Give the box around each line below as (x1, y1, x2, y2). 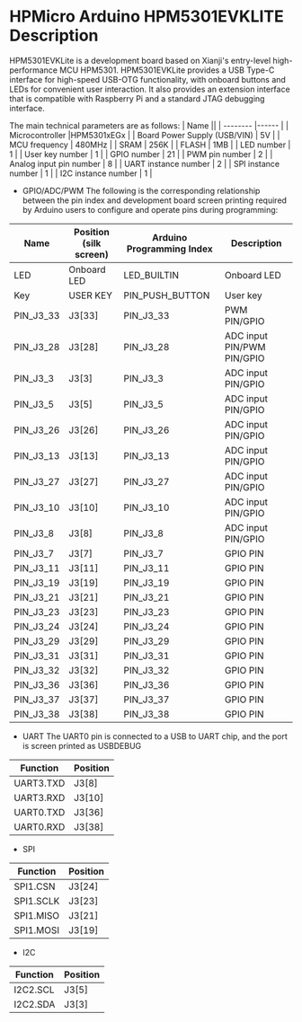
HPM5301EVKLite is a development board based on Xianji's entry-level (9, 55, 271, 66)
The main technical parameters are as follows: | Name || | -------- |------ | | (9, 119, 289, 131)
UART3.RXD (13, 791, 66, 804)
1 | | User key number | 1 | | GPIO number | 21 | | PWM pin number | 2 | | (9, 148, 273, 159)
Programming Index (126, 242, 213, 255)
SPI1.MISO (13, 909, 60, 921)
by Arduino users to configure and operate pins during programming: (22, 204, 279, 215)
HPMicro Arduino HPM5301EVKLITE (9, 6, 285, 27)
